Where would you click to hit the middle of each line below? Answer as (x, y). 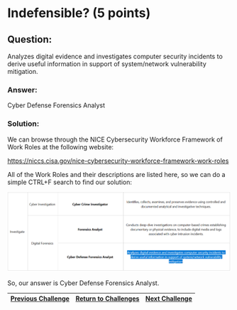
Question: (30, 39)
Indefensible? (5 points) (79, 13)
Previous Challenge (40, 299)
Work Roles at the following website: (61, 146)
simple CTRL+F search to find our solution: (70, 182)
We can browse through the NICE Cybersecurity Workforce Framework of (115, 139)
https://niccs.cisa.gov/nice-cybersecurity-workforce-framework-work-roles (118, 161)
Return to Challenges (108, 299)
